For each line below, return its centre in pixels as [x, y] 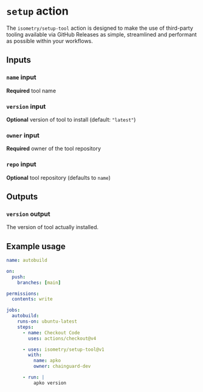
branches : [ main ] [39, 283]
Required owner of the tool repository [54, 149]
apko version [50, 383]
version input [26, 106]
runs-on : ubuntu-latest [47, 322]
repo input [21, 164]
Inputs [19, 60]
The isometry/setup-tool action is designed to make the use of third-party [100, 28]
